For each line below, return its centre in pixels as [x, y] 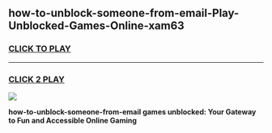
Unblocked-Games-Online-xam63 [96, 26]
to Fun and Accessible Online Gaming [73, 120]
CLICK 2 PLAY [36, 79]
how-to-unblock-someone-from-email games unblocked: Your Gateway [132, 111]
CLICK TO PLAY [40, 49]
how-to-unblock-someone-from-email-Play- [124, 13]
